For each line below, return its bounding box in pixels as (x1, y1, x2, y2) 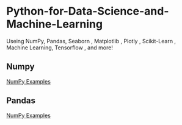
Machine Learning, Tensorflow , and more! (6, 44, 113, 51)
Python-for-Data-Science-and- (6, 4, 169, 18)
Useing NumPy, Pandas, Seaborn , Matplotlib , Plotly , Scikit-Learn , (6, 37, 176, 45)
